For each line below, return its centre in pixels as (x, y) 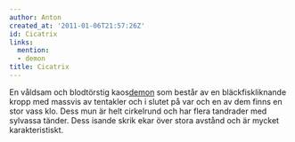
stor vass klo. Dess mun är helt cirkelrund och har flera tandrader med (138, 111)
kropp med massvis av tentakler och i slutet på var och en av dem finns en (146, 101)
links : (21, 42)
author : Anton (36, 17)
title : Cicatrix (39, 67)
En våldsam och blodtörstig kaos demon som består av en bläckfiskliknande (148, 92)
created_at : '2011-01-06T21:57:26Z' (77, 26)
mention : (33, 51)
